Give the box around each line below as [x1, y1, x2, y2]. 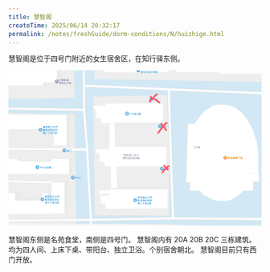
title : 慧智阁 [8, 13, 52, 21]
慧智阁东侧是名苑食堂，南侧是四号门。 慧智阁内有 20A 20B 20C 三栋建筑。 [8, 234, 256, 244]
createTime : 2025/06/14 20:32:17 [8, 21, 121, 30]
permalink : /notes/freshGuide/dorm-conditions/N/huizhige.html [8, 30, 225, 38]
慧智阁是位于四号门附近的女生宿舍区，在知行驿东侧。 [8, 54, 185, 63]
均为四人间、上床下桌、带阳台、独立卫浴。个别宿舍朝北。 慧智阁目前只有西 [8, 245, 257, 254]
